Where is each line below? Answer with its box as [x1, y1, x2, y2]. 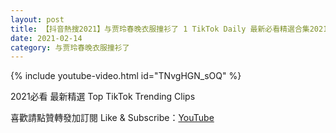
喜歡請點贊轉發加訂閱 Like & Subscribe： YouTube [10, 112, 215, 124]
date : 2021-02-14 [10, 33, 83, 43]
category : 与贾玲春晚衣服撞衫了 [10, 42, 130, 53]
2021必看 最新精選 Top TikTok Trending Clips [10, 91, 196, 103]
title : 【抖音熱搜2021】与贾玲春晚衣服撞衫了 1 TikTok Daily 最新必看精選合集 [10, 24, 310, 34]
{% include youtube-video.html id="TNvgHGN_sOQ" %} [10, 70, 242, 82]
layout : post [10, 14, 65, 25]
